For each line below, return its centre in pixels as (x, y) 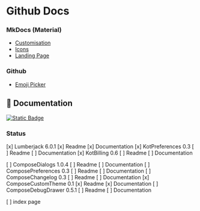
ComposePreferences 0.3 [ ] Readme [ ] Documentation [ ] (79, 171)
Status (16, 133)
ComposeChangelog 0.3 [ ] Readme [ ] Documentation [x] (78, 177)
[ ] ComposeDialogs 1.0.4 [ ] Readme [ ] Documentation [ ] (78, 164)
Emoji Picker (30, 84)
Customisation (33, 43)
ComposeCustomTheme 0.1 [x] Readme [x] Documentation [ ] (82, 183)
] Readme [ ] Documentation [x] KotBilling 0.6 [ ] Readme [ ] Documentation (100, 153)
